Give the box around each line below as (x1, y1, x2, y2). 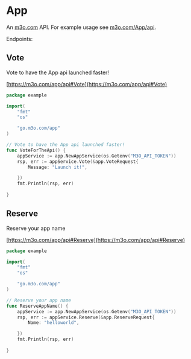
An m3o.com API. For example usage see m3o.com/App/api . (6, 24, 157, 31)
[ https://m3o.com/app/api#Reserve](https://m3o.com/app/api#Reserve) (6, 236, 186, 243)
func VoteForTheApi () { (6, 147, 66, 153)
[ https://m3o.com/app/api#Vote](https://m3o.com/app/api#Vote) (6, 80, 168, 87)
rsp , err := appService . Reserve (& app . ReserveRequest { (17, 314, 155, 320)
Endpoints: (6, 35, 33, 42)
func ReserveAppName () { (6, 303, 69, 309)
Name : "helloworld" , (28, 320, 80, 326)
